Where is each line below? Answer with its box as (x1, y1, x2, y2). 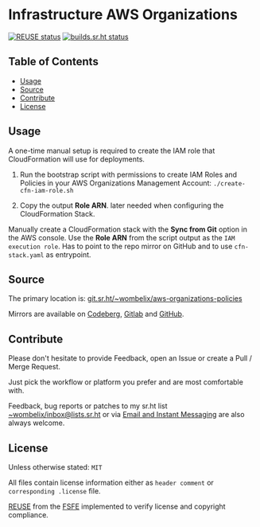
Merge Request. (8, 362, 61, 372)
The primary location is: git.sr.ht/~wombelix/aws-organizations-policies (8, 294, 243, 303)
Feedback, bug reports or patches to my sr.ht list (8, 401, 169, 411)
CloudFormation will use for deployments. (8, 154, 146, 164)
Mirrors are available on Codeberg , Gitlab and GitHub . (8, 309, 184, 319)
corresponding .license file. (8, 486, 101, 495)
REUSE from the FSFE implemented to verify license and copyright (8, 502, 226, 511)
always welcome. (8, 418, 65, 427)
